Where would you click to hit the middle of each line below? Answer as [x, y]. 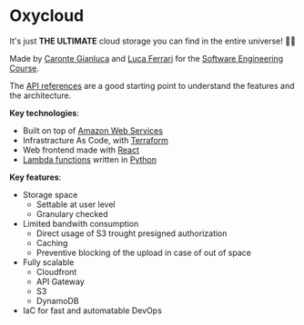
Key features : [35, 177]
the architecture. [41, 95]
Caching [52, 242]
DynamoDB [57, 300]
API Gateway [60, 281]
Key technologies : [45, 113]
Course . [24, 68]
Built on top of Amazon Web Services [93, 130]
